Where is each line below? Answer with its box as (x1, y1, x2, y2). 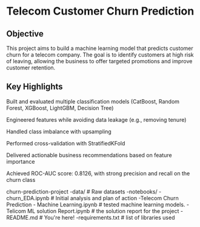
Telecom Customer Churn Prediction (6, 4, 195, 18)
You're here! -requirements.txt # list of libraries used (44, 214, 175, 221)
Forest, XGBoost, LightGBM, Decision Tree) (6, 104, 114, 111)
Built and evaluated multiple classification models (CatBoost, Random (6, 97, 180, 105)
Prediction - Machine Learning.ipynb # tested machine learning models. (6, 201, 185, 208)
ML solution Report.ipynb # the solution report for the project (27, 207, 179, 214)
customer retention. (6, 64, 56, 71)
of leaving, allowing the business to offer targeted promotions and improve (6, 58, 193, 65)
